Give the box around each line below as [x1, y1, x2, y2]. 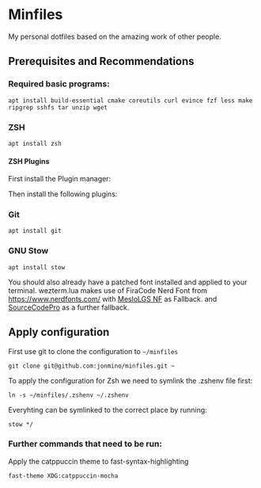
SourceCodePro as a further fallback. [8, 303, 130, 312]
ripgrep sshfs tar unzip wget [8, 103, 108, 112]
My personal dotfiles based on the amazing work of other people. [8, 32, 221, 41]
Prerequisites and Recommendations [8, 55, 195, 68]
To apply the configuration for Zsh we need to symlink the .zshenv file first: [8, 376, 253, 385]
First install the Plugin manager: [8, 174, 112, 184]
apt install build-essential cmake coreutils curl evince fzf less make [8, 97, 253, 105]
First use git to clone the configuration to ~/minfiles [8, 346, 179, 356]
